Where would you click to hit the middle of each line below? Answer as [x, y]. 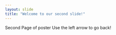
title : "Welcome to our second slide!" [45, 14]
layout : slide [19, 9]
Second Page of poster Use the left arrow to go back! [58, 27]
